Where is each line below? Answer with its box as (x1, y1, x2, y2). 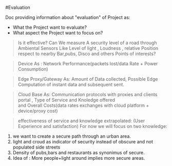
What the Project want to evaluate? (12, 24, 87, 30)
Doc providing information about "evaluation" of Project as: (5, 14, 130, 20)
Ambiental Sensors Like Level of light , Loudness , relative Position (17, 45, 159, 51)
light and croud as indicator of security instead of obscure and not (12, 139, 153, 144)
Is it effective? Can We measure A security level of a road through (17, 40, 157, 46)
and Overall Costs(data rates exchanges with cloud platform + (17, 102, 149, 108)
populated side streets (12, 144, 61, 150)
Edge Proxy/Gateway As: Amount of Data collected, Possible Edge (17, 76, 158, 82)
